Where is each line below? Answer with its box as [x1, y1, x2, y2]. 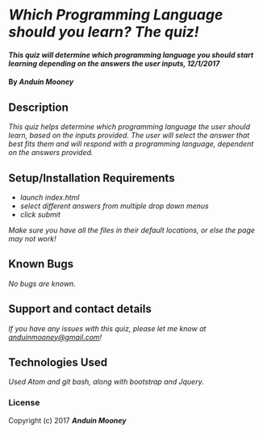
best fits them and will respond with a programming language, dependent [8, 139, 254, 149]
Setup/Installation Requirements [8, 171, 175, 185]
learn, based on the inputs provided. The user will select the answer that [8, 131, 250, 141]
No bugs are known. [8, 279, 77, 288]
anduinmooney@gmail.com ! [8, 332, 102, 342]
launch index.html [19, 192, 80, 202]
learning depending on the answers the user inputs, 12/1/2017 [8, 58, 220, 68]
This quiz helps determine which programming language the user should [8, 122, 250, 132]
